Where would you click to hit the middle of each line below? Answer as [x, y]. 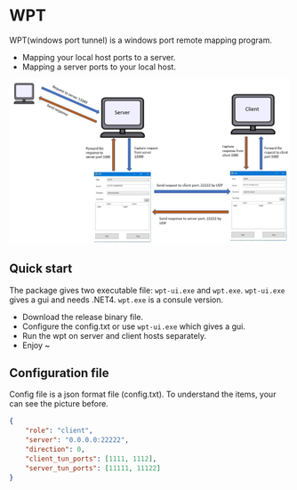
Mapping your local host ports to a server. [99, 57]
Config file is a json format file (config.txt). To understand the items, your [143, 394]
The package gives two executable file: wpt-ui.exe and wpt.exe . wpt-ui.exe [147, 290]
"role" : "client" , [59, 431]
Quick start [41, 269]
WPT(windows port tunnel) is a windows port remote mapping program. [141, 40]
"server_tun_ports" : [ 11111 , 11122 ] [93, 468]
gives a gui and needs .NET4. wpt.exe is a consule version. [116, 300]
